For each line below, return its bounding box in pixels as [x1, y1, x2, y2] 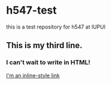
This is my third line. [6, 40, 83, 51]
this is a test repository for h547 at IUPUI [6, 23, 106, 30]
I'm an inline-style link [6, 72, 60, 79]
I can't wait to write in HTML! [6, 58, 91, 67]
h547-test [6, 4, 57, 17]
